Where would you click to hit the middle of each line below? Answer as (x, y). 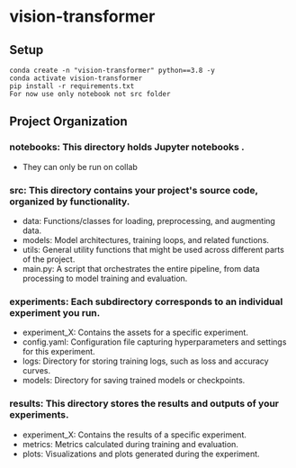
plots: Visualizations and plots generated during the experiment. (141, 454)
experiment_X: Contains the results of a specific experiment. (135, 435)
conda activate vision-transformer (76, 78)
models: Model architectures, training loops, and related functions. (146, 239)
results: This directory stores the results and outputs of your (144, 404)
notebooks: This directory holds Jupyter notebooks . (127, 148)
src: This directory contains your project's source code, (134, 190)
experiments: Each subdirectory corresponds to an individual (146, 301)
